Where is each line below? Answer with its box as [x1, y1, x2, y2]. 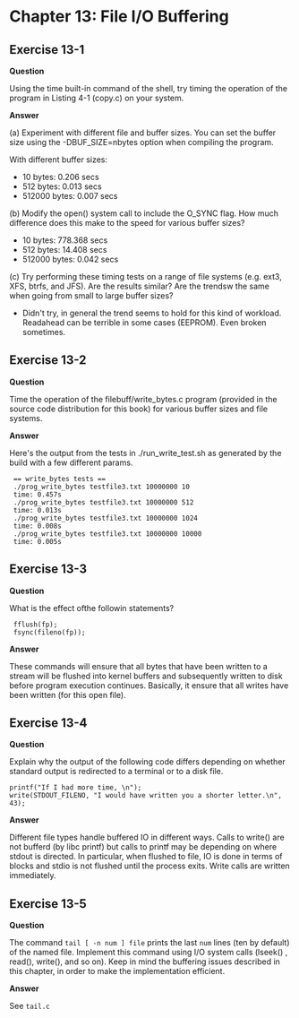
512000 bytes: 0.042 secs [21, 254, 119, 264]
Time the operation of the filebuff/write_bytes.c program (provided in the [9, 393, 278, 404]
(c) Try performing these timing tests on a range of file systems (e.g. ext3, [9, 272, 282, 281]
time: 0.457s [13, 490, 63, 499]
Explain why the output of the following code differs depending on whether [9, 756, 286, 767]
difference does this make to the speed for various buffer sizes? [9, 218, 245, 228]
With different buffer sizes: [9, 154, 108, 165]
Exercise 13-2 [9, 352, 87, 368]
